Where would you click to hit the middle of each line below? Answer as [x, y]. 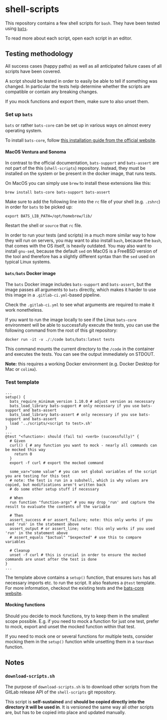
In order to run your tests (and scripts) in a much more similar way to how [81, 235]
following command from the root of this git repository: [62, 330]
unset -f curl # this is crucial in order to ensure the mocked [78, 555]
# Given [18, 441]
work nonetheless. [24, 310]
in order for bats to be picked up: [39, 207]
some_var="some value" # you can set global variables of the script [83, 471]
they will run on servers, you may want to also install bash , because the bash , [83, 241]
